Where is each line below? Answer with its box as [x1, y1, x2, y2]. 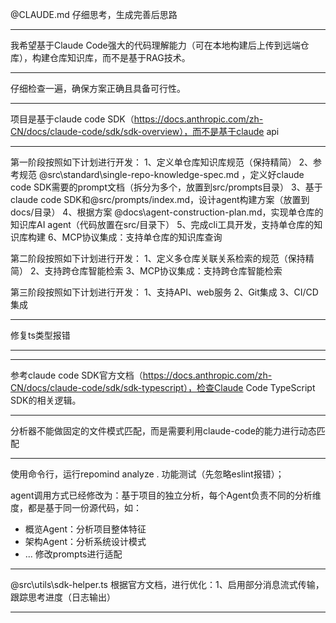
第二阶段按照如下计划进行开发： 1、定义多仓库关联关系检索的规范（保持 [10, 253, 306, 264]
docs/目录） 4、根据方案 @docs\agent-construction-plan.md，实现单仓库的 [10, 206, 324, 218]
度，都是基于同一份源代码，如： [10, 502, 142, 513]
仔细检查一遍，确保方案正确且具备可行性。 [10, 83, 186, 94]
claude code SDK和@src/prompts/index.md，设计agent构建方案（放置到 [10, 194, 310, 205]
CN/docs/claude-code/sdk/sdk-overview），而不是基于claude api [10, 126, 280, 137]
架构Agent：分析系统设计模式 [24, 536, 147, 547]
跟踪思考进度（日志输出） [10, 591, 116, 603]
